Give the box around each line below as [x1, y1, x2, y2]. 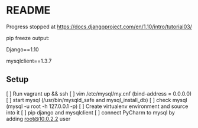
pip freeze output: [6, 34, 50, 41]
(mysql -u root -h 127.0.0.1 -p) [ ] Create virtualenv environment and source [6, 103, 189, 110]
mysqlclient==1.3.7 [6, 57, 52, 64]
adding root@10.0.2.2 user [6, 115, 71, 122]
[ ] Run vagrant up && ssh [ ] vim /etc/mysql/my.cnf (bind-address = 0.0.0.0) [6, 90, 192, 97]
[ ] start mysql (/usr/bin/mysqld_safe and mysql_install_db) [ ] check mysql [6, 96, 187, 103]
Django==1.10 [6, 45, 40, 53]
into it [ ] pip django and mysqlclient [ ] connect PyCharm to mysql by [6, 109, 176, 116]
